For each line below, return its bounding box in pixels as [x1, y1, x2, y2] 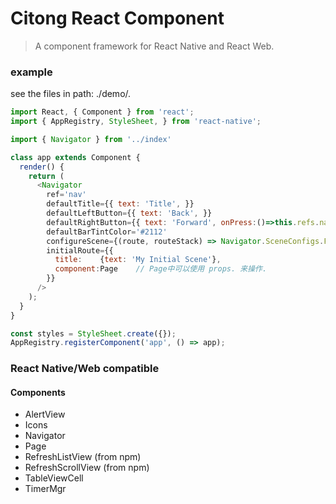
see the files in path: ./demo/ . [10, 88, 132, 100]
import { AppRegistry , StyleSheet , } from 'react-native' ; [10, 117, 262, 127]
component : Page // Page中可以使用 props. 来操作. [54, 264, 268, 274]
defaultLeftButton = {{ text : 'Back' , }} [46, 208, 213, 219]
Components [10, 386, 66, 398]
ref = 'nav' [46, 190, 87, 200]
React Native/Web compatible [10, 362, 160, 376]
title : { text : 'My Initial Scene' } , [54, 255, 222, 265]
